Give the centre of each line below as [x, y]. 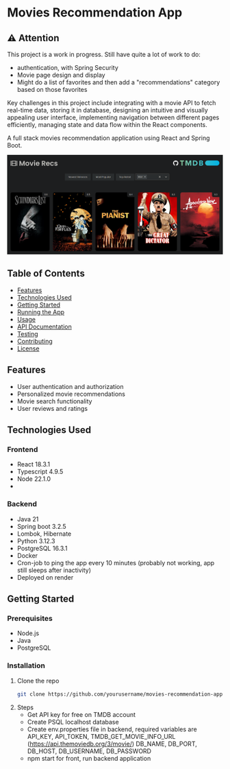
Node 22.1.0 [34, 479]
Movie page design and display [61, 75]
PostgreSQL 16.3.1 [42, 548]
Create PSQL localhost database [73, 722]
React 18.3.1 [33, 464]
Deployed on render [45, 577]
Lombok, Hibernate [44, 534]
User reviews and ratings [52, 408]
